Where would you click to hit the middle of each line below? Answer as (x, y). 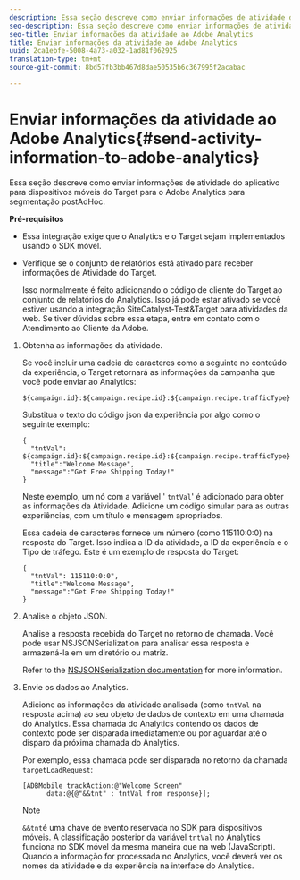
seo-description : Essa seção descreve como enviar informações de (135, 26)
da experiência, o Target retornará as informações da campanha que (149, 372)
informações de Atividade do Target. (89, 272)
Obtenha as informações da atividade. (92, 345)
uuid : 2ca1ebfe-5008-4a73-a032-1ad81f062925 (93, 51)
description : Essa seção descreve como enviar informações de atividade (147, 17)
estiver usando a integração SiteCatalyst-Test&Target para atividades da (155, 309)
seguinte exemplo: (56, 424)
